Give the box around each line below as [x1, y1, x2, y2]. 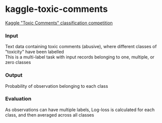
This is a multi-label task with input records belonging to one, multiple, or [5, 54, 155, 60]
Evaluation [5, 95, 31, 102]
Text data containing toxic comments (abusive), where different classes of [5, 44, 157, 50]
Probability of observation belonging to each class [5, 83, 108, 89]
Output [5, 72, 23, 79]
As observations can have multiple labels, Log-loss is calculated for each [5, 107, 155, 113]
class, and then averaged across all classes [5, 112, 94, 118]
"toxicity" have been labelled [5, 49, 64, 55]
